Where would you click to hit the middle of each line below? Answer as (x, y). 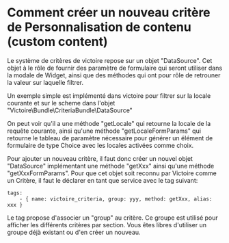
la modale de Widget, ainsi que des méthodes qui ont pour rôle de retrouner (114, 75)
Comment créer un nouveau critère (109, 13)
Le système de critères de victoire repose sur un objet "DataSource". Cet (110, 60)
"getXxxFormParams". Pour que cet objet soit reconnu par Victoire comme (112, 173)
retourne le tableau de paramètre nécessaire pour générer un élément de (110, 138)
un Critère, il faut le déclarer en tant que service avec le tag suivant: (103, 180)
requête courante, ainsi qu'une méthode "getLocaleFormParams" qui (104, 131)
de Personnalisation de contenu (99, 27)
